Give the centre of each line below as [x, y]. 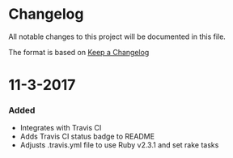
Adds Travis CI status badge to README [87, 137]
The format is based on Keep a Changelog [79, 52]
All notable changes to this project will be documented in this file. [117, 36]
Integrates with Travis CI [61, 128]
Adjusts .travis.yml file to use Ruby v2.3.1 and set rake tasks [119, 145]
